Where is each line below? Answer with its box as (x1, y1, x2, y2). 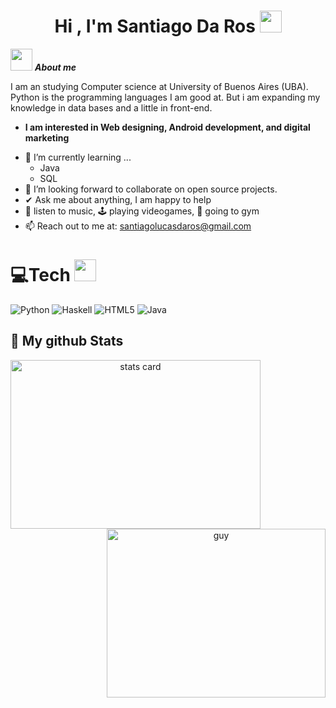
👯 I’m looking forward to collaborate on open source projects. (24, 183, 278, 195)
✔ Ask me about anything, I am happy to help (24, 193, 212, 205)
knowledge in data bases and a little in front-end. (10, 101, 213, 114)
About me (34, 61, 77, 73)
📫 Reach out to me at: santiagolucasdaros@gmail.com (24, 220, 252, 232)
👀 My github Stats (10, 333, 124, 350)
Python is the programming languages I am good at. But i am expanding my (10, 91, 321, 103)
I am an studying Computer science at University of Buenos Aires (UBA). (10, 80, 309, 92)
